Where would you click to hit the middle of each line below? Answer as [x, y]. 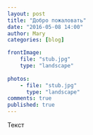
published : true [31, 105]
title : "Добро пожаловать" [47, 20]
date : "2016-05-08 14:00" [45, 27]
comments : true [30, 98]
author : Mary [26, 33]
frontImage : [25, 53]
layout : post [26, 14]
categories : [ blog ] [36, 40]
